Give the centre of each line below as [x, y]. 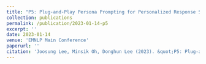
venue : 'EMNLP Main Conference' [48, 40]
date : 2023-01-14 [29, 35]
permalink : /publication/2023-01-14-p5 [57, 23]
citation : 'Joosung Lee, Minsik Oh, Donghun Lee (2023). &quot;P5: [94, 52]
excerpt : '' [21, 29]
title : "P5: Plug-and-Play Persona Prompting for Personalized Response [101, 12]
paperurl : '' [23, 46]
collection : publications [39, 18]
